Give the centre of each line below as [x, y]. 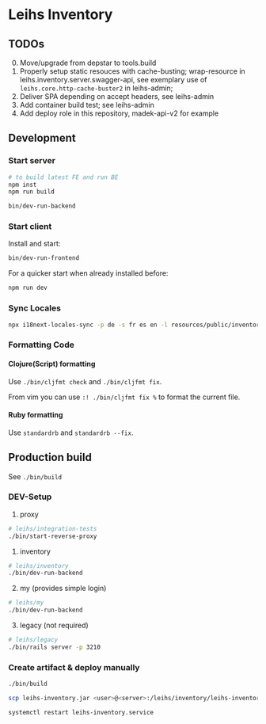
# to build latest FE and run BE [63, 177]
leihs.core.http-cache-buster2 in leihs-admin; [96, 88]
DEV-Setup [30, 497]
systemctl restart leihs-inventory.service [81, 712]
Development [42, 138]
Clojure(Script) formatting [52, 364]
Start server [32, 161]
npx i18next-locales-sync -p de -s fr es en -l [88, 325]
